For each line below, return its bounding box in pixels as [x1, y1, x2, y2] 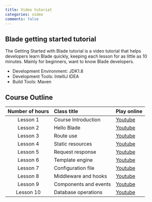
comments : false [5, 16, 39, 21]
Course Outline [5, 93, 53, 102]
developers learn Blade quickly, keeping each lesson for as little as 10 [5, 53, 148, 60]
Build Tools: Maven [12, 79, 52, 85]
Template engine [54, 157, 93, 163]
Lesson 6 [17, 157, 39, 163]
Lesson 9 [17, 181, 39, 188]
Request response [54, 148, 96, 155]
